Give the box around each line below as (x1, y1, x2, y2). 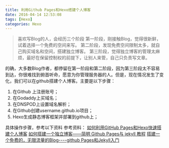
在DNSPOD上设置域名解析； (12, 101, 71, 107)
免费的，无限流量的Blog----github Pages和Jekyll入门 (9, 137, 120, 143)
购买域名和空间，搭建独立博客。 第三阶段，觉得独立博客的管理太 (22, 48, 156, 54)
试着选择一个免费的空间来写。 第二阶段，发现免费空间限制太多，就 (17, 42, 156, 48)
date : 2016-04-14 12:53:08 (5, 12, 62, 17)
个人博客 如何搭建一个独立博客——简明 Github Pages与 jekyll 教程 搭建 (9, 131, 156, 137)
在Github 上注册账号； (12, 89, 59, 95)
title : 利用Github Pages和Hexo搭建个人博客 (5, 7, 91, 13)
